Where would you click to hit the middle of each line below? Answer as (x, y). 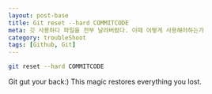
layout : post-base (38, 15)
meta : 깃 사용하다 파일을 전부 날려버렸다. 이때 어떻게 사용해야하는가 (106, 30)
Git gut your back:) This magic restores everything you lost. (105, 81)
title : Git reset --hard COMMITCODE (68, 23)
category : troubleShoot (47, 38)
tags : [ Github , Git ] (42, 45)
